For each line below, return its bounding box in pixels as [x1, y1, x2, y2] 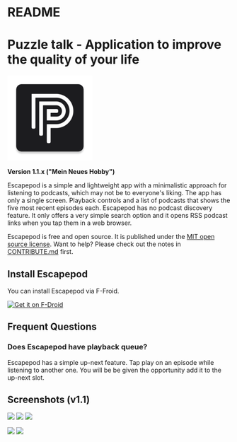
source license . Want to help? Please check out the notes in [7, 240, 182, 248]
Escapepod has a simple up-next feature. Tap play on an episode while [7, 358, 214, 366]
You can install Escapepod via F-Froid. [7, 286, 120, 295]
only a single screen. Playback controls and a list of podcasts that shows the [7, 196, 231, 205]
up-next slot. [7, 373, 45, 382]
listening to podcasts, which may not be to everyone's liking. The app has [7, 189, 221, 197]
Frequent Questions [7, 321, 97, 333]
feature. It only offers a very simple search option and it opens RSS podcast [7, 211, 228, 220]
